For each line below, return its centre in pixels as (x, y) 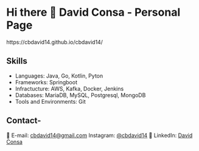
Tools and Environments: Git (51, 101)
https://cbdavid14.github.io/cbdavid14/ (55, 42)
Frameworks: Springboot (46, 82)
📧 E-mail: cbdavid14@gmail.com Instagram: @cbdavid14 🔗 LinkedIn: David (100, 135)
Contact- (24, 121)
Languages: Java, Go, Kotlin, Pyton (59, 76)
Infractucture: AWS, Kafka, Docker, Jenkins (69, 89)
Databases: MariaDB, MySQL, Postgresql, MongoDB (80, 95)
